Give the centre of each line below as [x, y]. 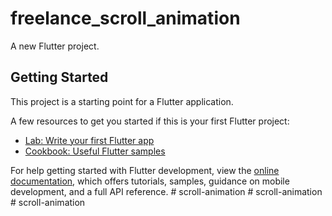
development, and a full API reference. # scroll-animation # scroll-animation [166, 191]
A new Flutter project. [55, 46]
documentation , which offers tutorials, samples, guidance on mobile [150, 181]
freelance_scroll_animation [125, 18]
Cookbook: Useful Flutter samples [95, 151]
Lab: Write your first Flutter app [89, 140]
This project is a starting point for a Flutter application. [122, 101]
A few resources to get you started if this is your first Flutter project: [150, 121]
